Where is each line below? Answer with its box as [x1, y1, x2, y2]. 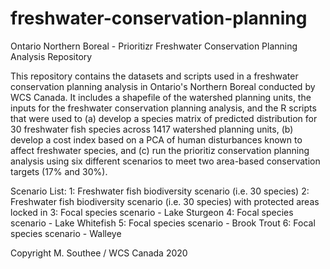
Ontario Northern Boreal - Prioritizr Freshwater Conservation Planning [10, 40, 298, 52]
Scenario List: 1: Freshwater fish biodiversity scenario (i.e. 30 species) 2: [10, 185, 310, 197]
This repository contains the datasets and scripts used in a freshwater [10, 70, 299, 82]
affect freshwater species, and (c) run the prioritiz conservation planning [10, 144, 310, 156]
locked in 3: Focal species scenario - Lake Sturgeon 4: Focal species [10, 206, 294, 218]
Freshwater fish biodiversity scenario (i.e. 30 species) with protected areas [10, 195, 320, 207]
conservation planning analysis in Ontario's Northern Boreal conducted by [10, 80, 316, 92]
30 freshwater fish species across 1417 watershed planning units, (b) [10, 123, 294, 135]
